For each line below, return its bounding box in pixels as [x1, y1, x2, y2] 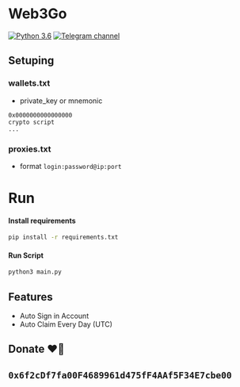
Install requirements [8, 216, 77, 225]
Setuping [8, 54, 55, 67]
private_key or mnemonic [19, 96, 103, 105]
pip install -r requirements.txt [8, 233, 119, 242]
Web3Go [8, 5, 67, 23]
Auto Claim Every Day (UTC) [19, 320, 113, 329]
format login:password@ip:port [19, 161, 122, 171]
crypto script [8, 118, 55, 126]
